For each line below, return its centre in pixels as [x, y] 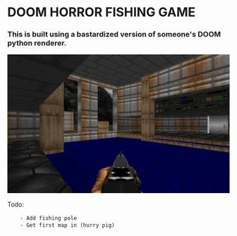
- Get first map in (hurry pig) [67, 225]
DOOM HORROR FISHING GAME [102, 12]
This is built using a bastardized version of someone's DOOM [114, 35]
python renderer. [37, 43]
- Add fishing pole [49, 218]
